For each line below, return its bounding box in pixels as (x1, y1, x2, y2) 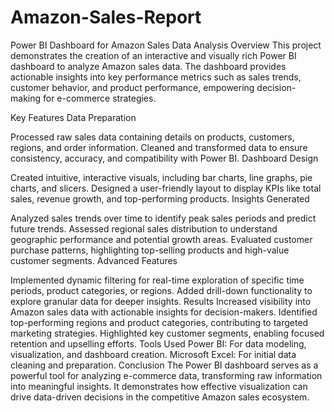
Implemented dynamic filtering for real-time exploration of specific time (10, 274, 305, 286)
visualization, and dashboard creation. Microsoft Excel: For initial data (10, 348, 297, 360)
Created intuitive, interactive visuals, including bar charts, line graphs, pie (10, 171, 313, 183)
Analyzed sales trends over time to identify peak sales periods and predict (10, 212, 317, 224)
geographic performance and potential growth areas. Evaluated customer (10, 233, 313, 245)
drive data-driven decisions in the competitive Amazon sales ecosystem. (10, 391, 310, 403)
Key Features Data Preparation (10, 111, 137, 123)
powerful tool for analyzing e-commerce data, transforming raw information (10, 369, 323, 381)
